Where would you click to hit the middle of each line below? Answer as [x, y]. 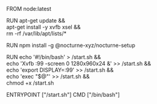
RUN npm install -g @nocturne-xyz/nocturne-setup [71, 45]
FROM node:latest [29, 9]
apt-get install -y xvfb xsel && [44, 27]
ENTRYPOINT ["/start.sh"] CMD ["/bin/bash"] [63, 95]
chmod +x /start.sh [30, 83]
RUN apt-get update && [36, 20]
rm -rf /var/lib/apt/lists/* [37, 33]
